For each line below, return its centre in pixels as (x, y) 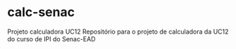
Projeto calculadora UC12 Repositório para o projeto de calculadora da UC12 (118, 31)
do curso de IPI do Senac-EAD (52, 38)
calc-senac (41, 12)
